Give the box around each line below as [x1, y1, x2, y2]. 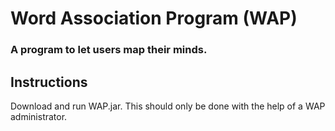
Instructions [10, 73, 88, 91]
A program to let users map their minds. [10, 43, 208, 57]
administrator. [10, 110, 68, 122]
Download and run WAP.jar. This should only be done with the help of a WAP [10, 100, 326, 112]
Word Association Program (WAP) [10, 7, 298, 30]
